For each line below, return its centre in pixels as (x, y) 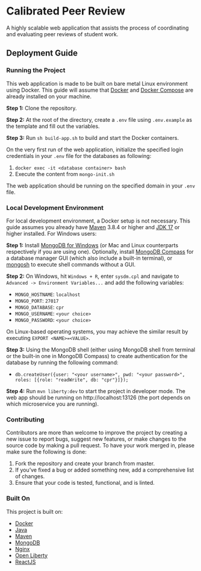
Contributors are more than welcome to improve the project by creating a (97, 433)
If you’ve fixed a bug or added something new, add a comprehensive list (104, 470)
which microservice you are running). (53, 404)
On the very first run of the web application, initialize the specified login (95, 150)
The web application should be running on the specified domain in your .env (101, 186)
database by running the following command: (62, 362)
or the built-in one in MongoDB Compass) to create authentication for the (97, 356)
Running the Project (36, 71)
